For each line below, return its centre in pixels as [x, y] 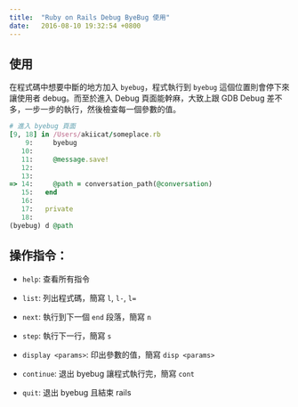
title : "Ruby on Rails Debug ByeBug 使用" [90, 17]
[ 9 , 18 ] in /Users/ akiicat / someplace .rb [85, 134]
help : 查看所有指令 [56, 279]
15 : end [39, 192]
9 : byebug [51, 143]
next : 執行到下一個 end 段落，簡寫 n [86, 316]
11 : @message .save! [65, 159]
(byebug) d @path [41, 225]
